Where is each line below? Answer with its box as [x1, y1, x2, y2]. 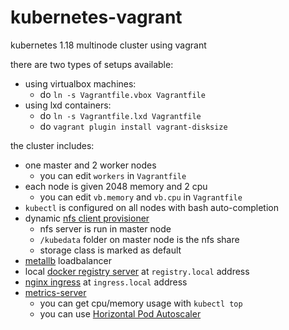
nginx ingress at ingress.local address [24, 276, 188, 288]
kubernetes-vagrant [10, 6, 183, 29]
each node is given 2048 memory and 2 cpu [24, 180, 208, 192]
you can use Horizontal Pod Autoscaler [39, 307, 202, 320]
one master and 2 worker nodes [24, 159, 157, 171]
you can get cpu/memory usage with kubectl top [39, 297, 243, 309]
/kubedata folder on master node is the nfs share [39, 233, 240, 245]
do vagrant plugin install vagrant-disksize [39, 120, 228, 132]
